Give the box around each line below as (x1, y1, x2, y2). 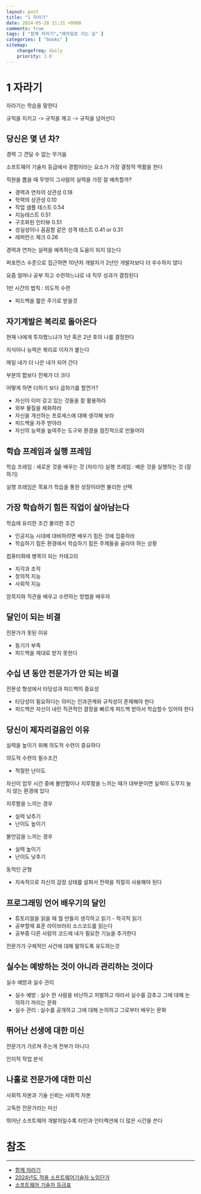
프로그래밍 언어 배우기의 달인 (6, 898, 106, 908)
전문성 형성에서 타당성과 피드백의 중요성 (6, 686, 99, 693)
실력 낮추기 (14, 813, 41, 820)
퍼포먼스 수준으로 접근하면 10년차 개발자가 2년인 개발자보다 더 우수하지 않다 (6, 259, 182, 266)
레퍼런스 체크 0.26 (14, 234, 59, 241)
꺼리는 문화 (31, 998, 57, 1006)
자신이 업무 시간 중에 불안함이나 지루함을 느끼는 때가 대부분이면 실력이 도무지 (6, 780, 185, 787)
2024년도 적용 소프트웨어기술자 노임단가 (14, 1174, 110, 1181)
